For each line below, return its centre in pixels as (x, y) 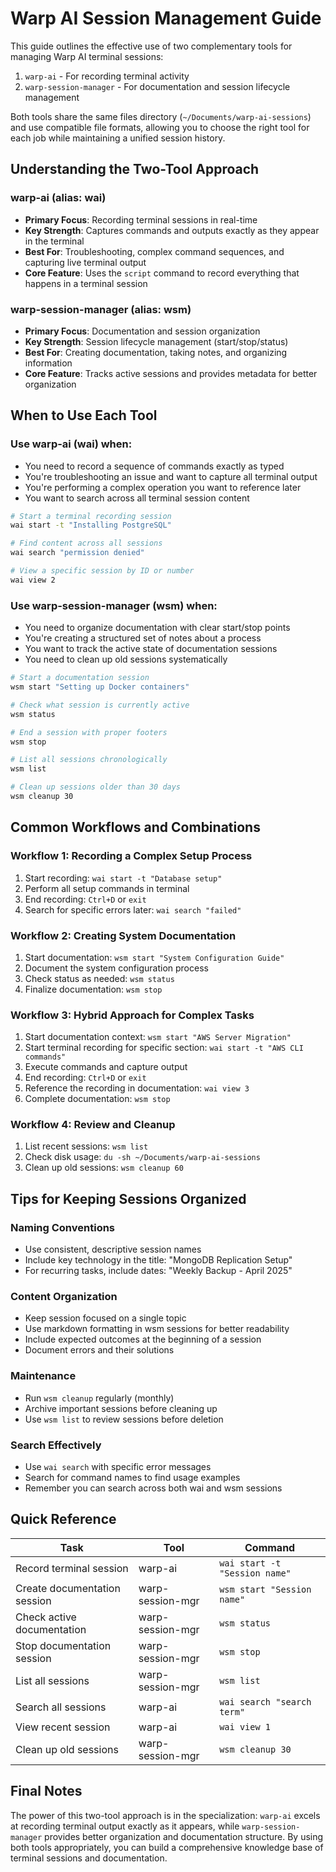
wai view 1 (245, 1726)
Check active (46, 1617)
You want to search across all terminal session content (137, 498)
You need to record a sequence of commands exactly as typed (154, 466)
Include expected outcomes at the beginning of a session (143, 1339)
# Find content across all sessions (86, 543)
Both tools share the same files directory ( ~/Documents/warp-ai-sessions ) (161, 116)
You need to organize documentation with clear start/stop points (157, 628)
